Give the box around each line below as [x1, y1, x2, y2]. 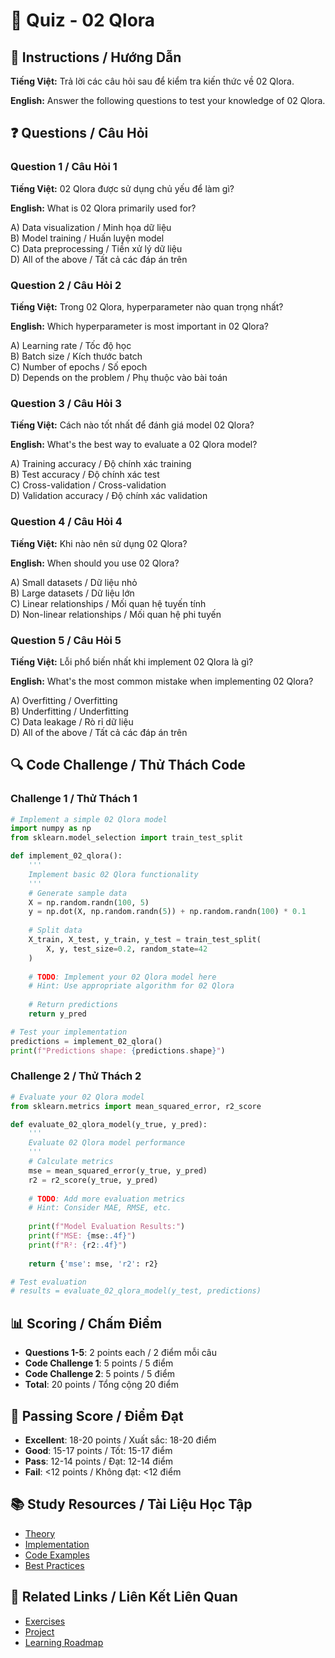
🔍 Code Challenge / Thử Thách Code [10, 757, 246, 774]
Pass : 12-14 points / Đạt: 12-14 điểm [24, 1455, 174, 1467]
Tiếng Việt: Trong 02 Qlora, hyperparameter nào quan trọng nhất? [10, 300, 284, 313]
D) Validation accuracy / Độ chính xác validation [10, 490, 208, 502]
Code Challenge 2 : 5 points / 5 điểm [24, 1368, 176, 1380]
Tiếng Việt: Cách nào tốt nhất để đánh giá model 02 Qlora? [10, 419, 255, 431]
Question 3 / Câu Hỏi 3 [10, 396, 122, 410]
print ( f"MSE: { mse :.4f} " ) [28, 1231, 137, 1241]
